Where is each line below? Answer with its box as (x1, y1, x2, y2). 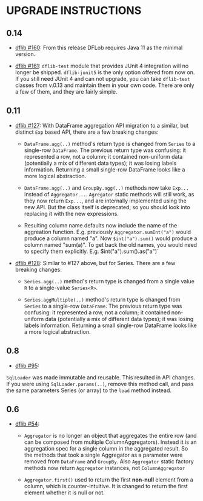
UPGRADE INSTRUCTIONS (6, 4, 142, 18)
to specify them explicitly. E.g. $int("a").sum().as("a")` (24, 247, 159, 255)
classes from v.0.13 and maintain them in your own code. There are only (15, 81, 195, 89)
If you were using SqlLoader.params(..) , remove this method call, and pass (6, 380, 194, 387)
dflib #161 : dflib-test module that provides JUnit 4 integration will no (15, 62, 189, 69)
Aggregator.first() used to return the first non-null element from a (24, 476, 194, 483)
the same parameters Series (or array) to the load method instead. (6, 387, 171, 394)
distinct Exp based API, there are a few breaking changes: (15, 128, 159, 136)
